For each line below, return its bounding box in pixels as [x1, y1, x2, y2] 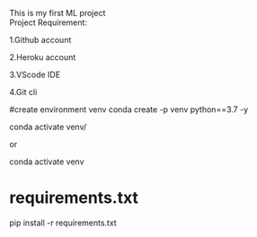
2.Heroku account [9, 52, 76, 62]
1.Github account [9, 35, 72, 45]
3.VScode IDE [9, 69, 61, 80]
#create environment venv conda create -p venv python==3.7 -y [9, 104, 249, 115]
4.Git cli [9, 87, 38, 97]
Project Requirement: [9, 17, 88, 28]
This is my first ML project [9, 8, 106, 18]
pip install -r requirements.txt [9, 217, 117, 228]
